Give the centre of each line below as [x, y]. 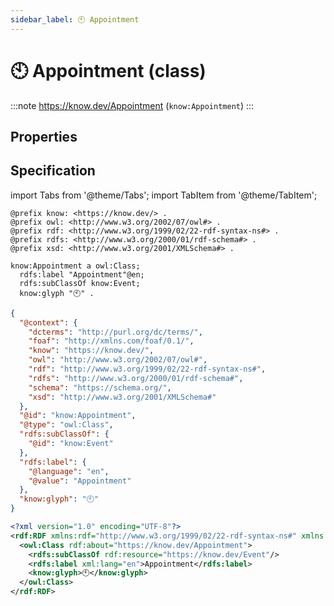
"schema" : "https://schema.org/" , [100, 387]
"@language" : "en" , [69, 471]
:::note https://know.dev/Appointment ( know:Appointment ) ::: [132, 105]
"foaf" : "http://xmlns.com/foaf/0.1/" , [111, 341]
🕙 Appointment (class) [108, 70]
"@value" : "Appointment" [80, 481]
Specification [53, 171]
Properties [44, 136]
